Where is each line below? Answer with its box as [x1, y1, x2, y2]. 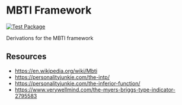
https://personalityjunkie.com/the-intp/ [14, 73, 110, 80]
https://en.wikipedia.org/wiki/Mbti [14, 67, 98, 74]
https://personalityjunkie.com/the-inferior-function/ [14, 80, 141, 87]
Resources [6, 51, 47, 62]
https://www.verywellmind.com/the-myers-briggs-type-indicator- [14, 86, 176, 93]
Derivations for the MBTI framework [6, 34, 94, 41]
